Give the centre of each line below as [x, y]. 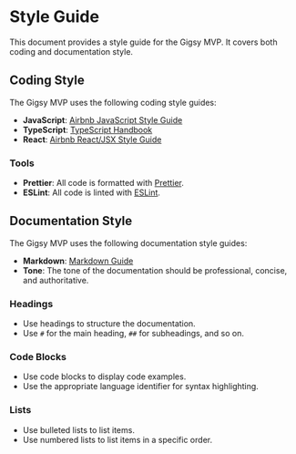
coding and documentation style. [71, 51]
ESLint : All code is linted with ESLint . [92, 192]
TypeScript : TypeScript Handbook [87, 129]
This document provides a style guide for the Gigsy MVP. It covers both [143, 42]
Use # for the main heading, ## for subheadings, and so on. [133, 334]
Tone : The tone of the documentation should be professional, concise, [155, 270]
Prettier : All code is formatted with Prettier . [103, 183]
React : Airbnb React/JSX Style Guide [92, 139]
